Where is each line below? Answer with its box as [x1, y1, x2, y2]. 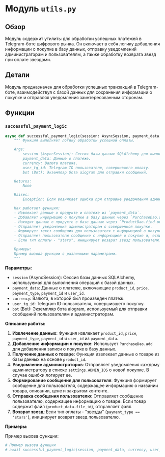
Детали [5, 71, 30, 79]
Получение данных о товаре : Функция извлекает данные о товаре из [12, 351, 160, 357]
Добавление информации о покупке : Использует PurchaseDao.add [12, 341, 153, 347]
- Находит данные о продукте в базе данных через [14, 219, 118, 224]
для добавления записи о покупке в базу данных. [12, 346, 117, 352]
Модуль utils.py [5, 3, 77, 14]
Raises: [14, 192, 29, 197]
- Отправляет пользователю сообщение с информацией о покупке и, [14, 233, 151, 238]
